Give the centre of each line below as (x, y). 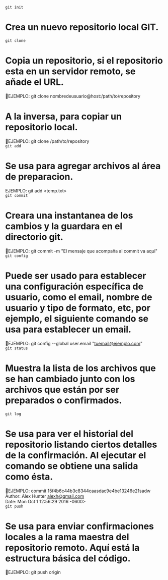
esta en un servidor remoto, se (70, 71)
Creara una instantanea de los (69, 215)
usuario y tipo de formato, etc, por (78, 308)
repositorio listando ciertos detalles (81, 444)
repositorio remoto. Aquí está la (72, 547)
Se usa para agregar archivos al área (83, 166)
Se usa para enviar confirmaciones (80, 526)
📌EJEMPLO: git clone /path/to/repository (47, 141)
